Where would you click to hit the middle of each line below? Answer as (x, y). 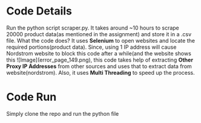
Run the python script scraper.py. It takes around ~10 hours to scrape (93, 28)
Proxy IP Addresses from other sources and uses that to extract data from (99, 66)
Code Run (31, 97)
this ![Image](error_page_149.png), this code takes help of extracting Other (100, 60)
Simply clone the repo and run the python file (63, 113)
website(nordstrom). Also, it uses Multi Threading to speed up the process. (100, 72)
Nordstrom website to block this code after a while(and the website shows (99, 53)
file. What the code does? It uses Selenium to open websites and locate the (101, 40)
